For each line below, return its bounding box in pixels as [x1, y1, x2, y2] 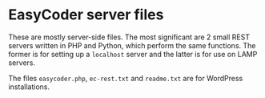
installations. [8, 82, 50, 92]
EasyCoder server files [8, 6, 164, 24]
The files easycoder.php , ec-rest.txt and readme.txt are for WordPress [8, 73, 243, 83]
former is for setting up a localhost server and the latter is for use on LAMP [8, 49, 258, 59]
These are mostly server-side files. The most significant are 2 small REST [8, 32, 251, 42]
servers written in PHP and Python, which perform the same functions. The [8, 40, 256, 50]
